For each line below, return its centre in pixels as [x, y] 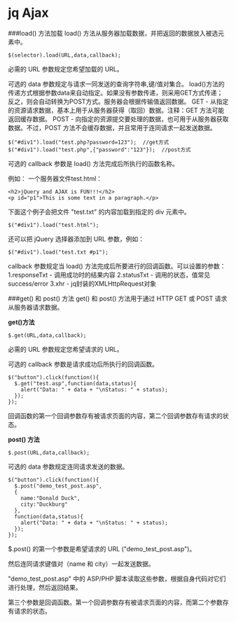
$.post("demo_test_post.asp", [58, 486]
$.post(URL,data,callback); [49, 452]
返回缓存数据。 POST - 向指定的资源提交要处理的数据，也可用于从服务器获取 [118, 119]
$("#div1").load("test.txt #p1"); [58, 252]
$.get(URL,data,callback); [47, 335]
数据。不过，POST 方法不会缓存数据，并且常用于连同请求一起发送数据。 [112, 127]
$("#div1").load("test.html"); [54, 225]
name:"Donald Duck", [50, 498]
